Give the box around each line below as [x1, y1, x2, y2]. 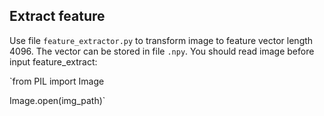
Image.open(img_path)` [9, 94, 106, 106]
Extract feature [9, 8, 106, 25]
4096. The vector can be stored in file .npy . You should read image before [9, 45, 315, 57]
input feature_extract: [9, 55, 98, 68]
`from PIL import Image [9, 75, 105, 87]
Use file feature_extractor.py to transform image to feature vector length [9, 34, 314, 46]
